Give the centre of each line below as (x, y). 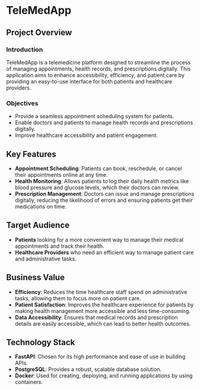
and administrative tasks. (45, 259)
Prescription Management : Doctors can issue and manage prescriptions (104, 194)
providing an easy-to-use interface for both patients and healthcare (89, 81)
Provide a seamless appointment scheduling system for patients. (94, 116)
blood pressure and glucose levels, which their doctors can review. (97, 187)
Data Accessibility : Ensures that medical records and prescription (96, 317)
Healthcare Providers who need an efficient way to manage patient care (104, 252)
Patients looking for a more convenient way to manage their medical (99, 239)
